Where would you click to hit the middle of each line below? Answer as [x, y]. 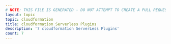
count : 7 [15, 33]
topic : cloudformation [29, 19]
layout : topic [20, 15]
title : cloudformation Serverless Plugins [51, 24]
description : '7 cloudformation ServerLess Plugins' [62, 29]
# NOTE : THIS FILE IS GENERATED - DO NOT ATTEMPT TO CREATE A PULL [78, 10]
